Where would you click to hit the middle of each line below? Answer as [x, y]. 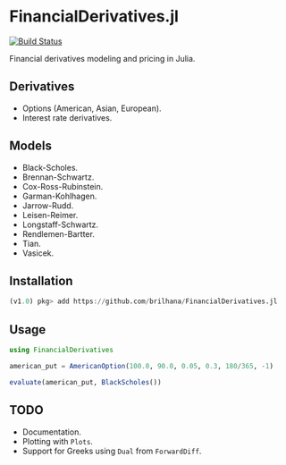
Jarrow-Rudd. [48, 205]
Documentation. [52, 432]
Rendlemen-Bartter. [59, 233]
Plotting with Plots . [58, 441]
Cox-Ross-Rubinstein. [63, 186]
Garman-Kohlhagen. [59, 196]
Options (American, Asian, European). [92, 108]
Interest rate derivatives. [67, 117]
